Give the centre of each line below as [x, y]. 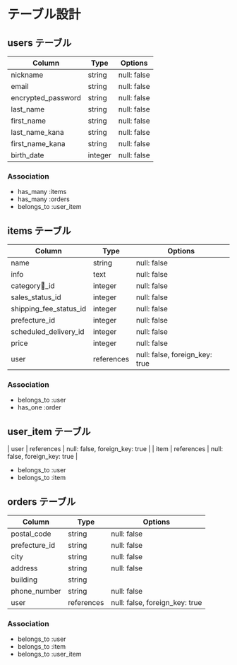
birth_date [28, 155]
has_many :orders [44, 199]
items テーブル [39, 230]
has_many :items [42, 192]
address [24, 568]
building [24, 580]
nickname [27, 75]
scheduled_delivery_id [48, 332]
